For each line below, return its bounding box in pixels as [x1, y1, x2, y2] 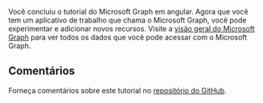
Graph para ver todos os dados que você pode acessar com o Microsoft [8, 32, 248, 42]
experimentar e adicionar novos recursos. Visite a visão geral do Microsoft [8, 24, 255, 33]
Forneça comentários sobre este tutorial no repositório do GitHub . [8, 85, 227, 95]
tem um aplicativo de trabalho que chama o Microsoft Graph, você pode [8, 15, 247, 25]
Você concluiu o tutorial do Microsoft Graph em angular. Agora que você [8, 7, 249, 16]
